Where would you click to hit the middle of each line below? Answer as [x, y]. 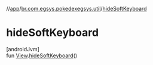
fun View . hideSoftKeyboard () [42, 55]
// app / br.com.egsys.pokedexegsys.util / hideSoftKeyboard [76, 9]
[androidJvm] [23, 49]
